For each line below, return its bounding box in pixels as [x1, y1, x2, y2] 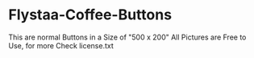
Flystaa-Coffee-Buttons [8, 6, 172, 24]
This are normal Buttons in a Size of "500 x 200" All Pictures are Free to [8, 32, 247, 42]
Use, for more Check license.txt [8, 40, 115, 50]
